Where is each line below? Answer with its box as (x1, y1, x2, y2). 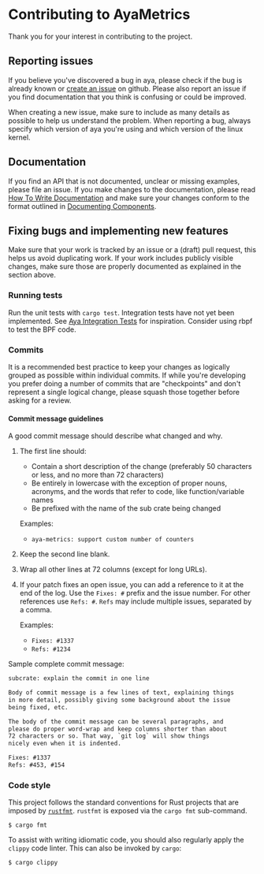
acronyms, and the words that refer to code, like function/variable (31, 487, 245, 497)
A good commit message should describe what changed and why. (8, 431, 223, 441)
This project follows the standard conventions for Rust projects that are (8, 798, 239, 807)
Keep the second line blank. (19, 549, 110, 559)
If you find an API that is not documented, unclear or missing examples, (8, 176, 240, 186)
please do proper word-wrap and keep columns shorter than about (8, 725, 227, 733)
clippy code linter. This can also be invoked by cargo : (8, 843, 182, 853)
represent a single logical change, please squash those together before (8, 387, 240, 396)
